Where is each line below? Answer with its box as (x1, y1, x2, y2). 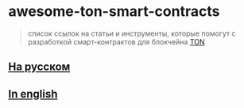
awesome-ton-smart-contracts (8, 2, 220, 21)
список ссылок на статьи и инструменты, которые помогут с (27, 29, 236, 38)
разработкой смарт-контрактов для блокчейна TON (27, 37, 205, 46)
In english (8, 87, 58, 101)
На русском (8, 60, 71, 74)
